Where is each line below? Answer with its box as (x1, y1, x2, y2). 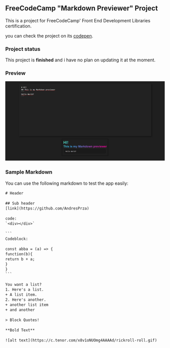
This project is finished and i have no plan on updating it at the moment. (5, 57, 156, 63)
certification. (5, 23, 32, 29)
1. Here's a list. (5, 287, 44, 292)
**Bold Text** (5, 327, 35, 333)
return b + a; (5, 256, 35, 262)
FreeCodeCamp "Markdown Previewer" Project (5, 4, 158, 13)
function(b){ (5, 251, 33, 257)
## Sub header (5, 200, 35, 206)
